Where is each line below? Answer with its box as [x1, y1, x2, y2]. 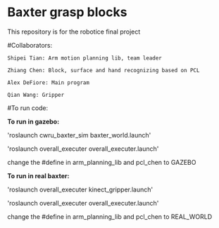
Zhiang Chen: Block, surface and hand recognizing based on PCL [7, 67, 200, 74]
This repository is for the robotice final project [7, 27, 141, 36]
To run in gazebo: [7, 117, 60, 126]
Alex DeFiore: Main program [7, 79, 90, 86]
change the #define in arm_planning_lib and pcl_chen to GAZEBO [7, 158, 196, 166]
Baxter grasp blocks [7, 4, 127, 20]
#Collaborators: [7, 41, 53, 49]
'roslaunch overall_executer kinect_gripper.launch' [7, 185, 154, 194]
